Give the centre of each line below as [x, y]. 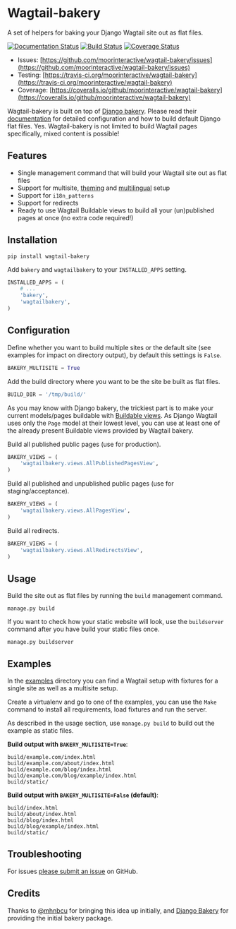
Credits [24, 893]
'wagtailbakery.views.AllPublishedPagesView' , [89, 464]
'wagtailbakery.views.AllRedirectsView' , [81, 550]
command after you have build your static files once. [83, 629]
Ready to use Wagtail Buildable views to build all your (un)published [116, 210]
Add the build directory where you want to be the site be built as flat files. [114, 381]
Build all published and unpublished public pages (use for [91, 484]
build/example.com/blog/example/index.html [72, 776]
